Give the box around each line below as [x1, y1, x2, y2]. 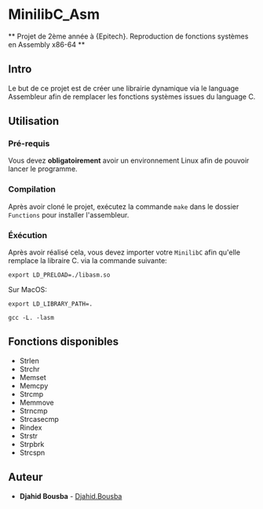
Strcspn [19, 448, 46, 457]
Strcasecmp [19, 414, 59, 423]
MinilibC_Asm [8, 5, 100, 24]
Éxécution [8, 229, 48, 240]
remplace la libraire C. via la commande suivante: [8, 256, 167, 265]
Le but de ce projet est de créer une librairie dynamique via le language [8, 83, 239, 93]
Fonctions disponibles [8, 335, 119, 349]
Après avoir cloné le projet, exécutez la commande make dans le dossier [8, 202, 239, 211]
